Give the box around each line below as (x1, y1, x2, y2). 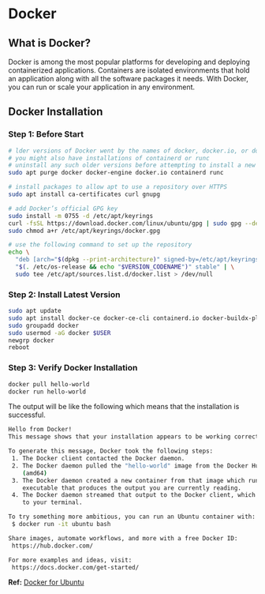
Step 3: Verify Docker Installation (8, 363, 138, 374)
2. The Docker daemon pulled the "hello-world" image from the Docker (11, 461, 248, 470)
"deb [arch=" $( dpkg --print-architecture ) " (15, 256, 160, 264)
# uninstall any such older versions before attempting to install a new (8, 161, 256, 170)
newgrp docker (8, 336, 55, 344)
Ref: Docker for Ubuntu (8, 577, 84, 587)
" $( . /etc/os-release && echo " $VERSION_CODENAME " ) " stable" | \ (15, 263, 235, 271)
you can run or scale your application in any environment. (8, 82, 196, 92)
